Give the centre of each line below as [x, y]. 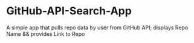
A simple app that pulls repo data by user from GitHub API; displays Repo [97, 27]
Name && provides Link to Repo [46, 33]
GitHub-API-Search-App [69, 11]
